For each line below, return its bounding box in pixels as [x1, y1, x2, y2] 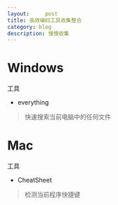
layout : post [7, 10, 58, 18]
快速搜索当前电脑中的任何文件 [24, 113, 111, 121]
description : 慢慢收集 [7, 29, 70, 37]
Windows [7, 60, 64, 76]
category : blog [7, 23, 52, 30]
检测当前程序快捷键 [24, 190, 81, 199]
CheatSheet [17, 176, 53, 185]
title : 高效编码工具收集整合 [7, 17, 82, 24]
